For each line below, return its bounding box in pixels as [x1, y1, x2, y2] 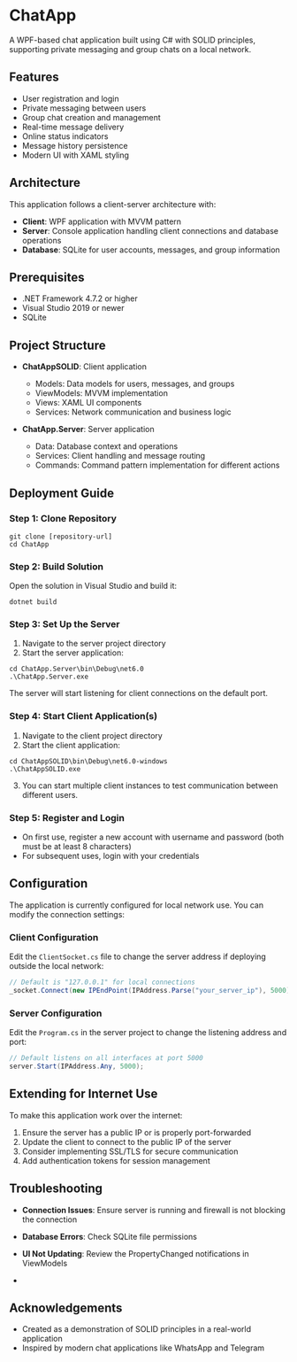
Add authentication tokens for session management [21, 1155, 210, 1165]
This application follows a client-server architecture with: [9, 198, 217, 209]
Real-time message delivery [21, 121, 125, 132]
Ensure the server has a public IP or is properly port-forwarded [21, 1126, 252, 1138]
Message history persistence [21, 140, 128, 151]
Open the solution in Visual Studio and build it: [9, 581, 178, 592]
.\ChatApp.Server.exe [9, 672, 89, 682]
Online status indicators [21, 130, 109, 142]
